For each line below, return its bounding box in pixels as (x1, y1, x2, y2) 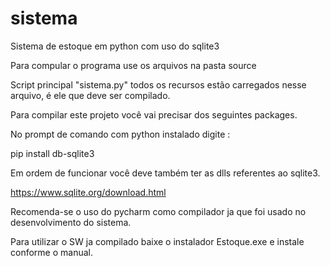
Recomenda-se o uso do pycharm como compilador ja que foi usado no (10, 205, 307, 217)
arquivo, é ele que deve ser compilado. (10, 89, 171, 101)
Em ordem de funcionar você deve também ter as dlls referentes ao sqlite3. (10, 167, 321, 179)
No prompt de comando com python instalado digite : (10, 128, 231, 140)
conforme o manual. (10, 246, 93, 258)
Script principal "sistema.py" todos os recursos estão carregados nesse (10, 78, 307, 91)
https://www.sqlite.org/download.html (10, 186, 167, 198)
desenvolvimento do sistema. (10, 216, 132, 228)
